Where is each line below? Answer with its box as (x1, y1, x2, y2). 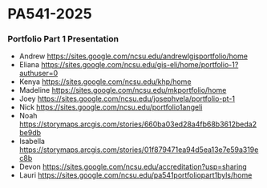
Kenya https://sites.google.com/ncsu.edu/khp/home (18, 77, 192, 86)
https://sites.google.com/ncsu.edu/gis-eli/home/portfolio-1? (40, 60, 239, 70)
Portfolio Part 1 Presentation (7, 34, 119, 45)
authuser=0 (18, 69, 58, 78)
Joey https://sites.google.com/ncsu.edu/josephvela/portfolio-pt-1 (18, 94, 236, 104)
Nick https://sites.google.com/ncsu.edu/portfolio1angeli (18, 102, 203, 112)
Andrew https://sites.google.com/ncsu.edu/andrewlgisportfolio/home (18, 51, 248, 61)
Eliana (18, 60, 39, 70)
